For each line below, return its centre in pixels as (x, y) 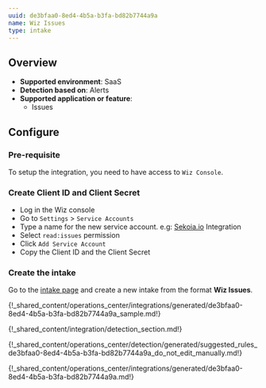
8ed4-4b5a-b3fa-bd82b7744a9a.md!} (71, 377)
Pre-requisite (35, 154)
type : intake (30, 30)
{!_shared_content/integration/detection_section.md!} (95, 329)
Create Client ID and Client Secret (74, 192)
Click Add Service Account (63, 244)
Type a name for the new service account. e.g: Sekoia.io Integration (131, 227)
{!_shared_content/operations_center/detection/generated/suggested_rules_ (133, 345)
